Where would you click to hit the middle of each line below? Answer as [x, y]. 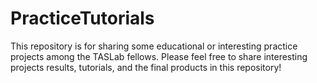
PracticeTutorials [82, 18]
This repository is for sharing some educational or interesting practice [154, 46]
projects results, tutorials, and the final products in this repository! [146, 67]
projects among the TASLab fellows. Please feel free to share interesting [159, 56]
